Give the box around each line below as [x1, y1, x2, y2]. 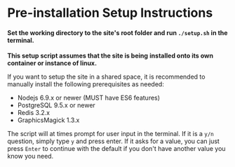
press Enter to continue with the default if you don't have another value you [7, 145, 226, 153]
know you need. [7, 152, 54, 161]
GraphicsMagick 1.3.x [17, 116, 80, 124]
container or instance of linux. [7, 59, 97, 67]
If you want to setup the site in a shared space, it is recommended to [7, 72, 206, 81]
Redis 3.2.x [17, 109, 51, 117]
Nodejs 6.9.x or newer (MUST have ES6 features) [17, 93, 160, 102]
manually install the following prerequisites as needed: [7, 80, 165, 88]
